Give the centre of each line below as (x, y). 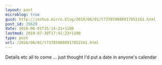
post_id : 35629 (21, 24)
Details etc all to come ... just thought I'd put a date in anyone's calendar (81, 57)
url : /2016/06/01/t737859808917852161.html (52, 43)
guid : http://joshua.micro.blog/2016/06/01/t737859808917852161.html (81, 19)
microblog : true (22, 15)
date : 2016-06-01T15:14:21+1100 (39, 29)
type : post (17, 38)
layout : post (19, 10)
